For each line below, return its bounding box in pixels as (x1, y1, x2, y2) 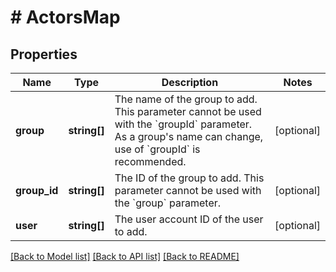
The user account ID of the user (114, 212, 264, 226)
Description (161, 76, 219, 89)
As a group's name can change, (114, 130, 264, 143)
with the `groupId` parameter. (114, 117, 253, 131)
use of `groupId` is (114, 142, 201, 156)
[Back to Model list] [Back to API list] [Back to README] (10, 251, 240, 262)
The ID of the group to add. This (114, 171, 265, 185)
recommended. (114, 155, 187, 168)
